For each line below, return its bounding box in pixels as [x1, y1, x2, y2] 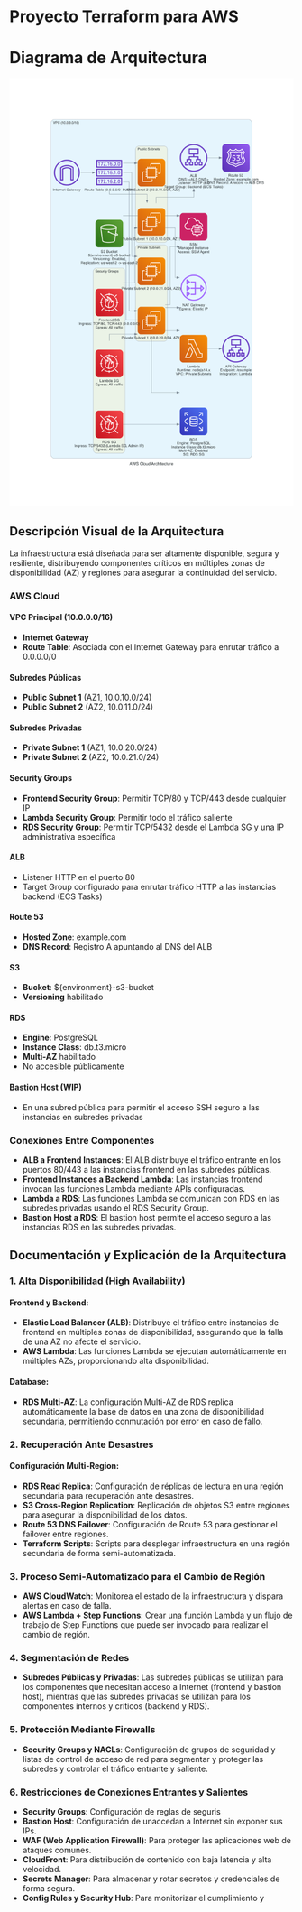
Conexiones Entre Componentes [9, 1134, 155, 1146]
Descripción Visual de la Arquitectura [9, 524, 224, 539]
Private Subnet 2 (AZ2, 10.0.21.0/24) [22, 752, 160, 763]
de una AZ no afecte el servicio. [22, 1336, 142, 1347]
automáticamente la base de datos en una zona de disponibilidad [22, 1406, 264, 1416]
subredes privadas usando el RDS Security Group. [22, 1202, 209, 1213]
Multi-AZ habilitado [22, 1052, 96, 1063]
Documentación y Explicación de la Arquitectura [9, 1248, 287, 1263]
